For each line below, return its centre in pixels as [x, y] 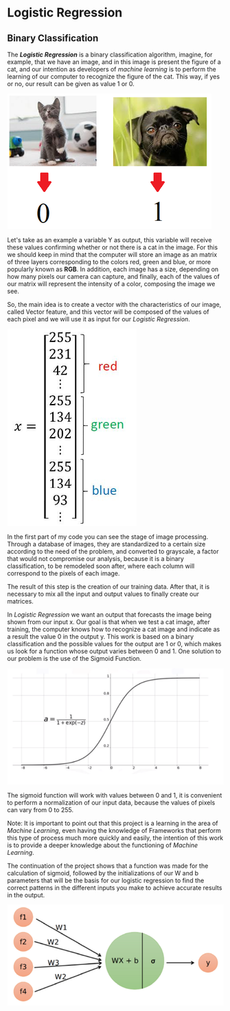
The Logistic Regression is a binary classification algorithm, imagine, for [110, 54]
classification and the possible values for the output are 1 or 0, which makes [114, 644]
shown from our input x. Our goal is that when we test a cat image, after [109, 622]
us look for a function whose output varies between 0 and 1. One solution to [114, 651]
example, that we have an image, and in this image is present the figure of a [114, 62]
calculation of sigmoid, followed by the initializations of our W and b [103, 873]
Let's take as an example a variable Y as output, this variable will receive [110, 240]
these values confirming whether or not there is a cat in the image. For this [113, 247]
